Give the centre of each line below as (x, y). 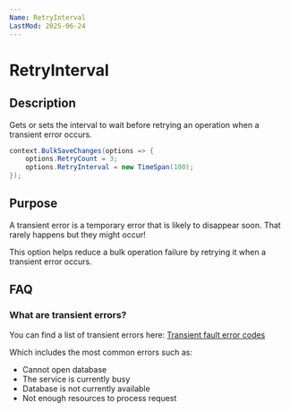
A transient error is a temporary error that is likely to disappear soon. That (145, 225)
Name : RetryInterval (48, 17)
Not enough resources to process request (99, 398)
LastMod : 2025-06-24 (48, 26)
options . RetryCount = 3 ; (72, 159)
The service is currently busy (76, 379)
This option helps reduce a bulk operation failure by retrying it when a (138, 252)
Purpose (34, 204)
